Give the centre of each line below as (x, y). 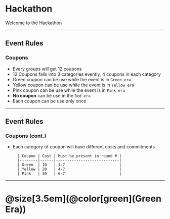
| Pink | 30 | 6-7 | (70, 174)
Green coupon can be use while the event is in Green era (72, 79)
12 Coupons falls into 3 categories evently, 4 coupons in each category (87, 74)
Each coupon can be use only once (49, 101)
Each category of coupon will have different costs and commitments (84, 147)
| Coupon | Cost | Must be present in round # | (70, 156)
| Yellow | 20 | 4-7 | (70, 170)
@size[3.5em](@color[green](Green (83, 199)
